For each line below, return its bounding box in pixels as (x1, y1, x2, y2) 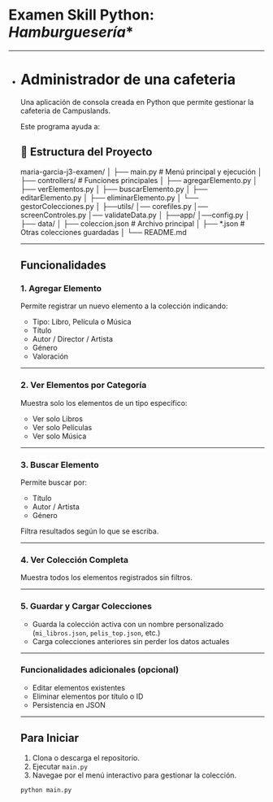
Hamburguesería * (8, 23, 134, 41)
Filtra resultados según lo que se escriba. (19, 526, 159, 536)
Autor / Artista (32, 502, 80, 512)
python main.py (19, 786, 72, 794)
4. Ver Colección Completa (19, 554, 128, 565)
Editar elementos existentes (32, 682, 126, 692)
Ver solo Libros (32, 413, 84, 424)
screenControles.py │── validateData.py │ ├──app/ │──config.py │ (19, 210, 250, 220)
